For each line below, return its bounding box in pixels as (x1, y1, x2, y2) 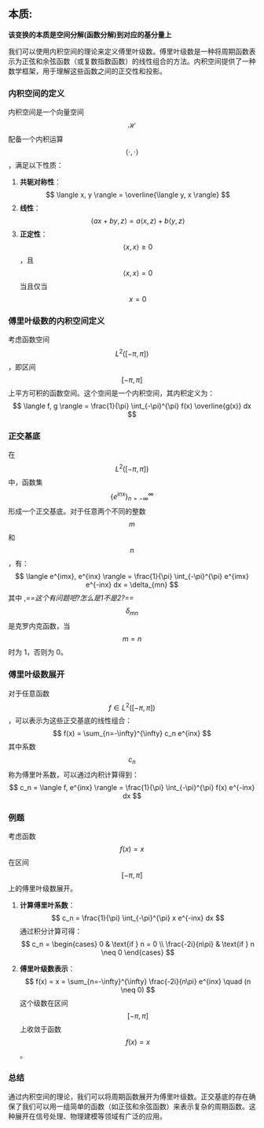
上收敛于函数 (19, 1025, 61, 1034)
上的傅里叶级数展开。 (8, 884, 77, 893)
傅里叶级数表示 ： (19, 964, 75, 974)
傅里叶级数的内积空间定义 (8, 316, 105, 327)
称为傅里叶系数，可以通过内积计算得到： (8, 770, 139, 780)
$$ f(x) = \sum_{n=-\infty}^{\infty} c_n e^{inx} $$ (52, 729, 212, 738)
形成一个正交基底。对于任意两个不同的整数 (8, 506, 146, 516)
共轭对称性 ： (19, 177, 61, 187)
